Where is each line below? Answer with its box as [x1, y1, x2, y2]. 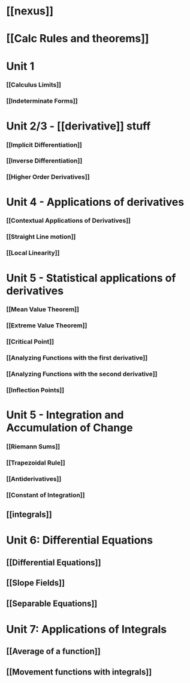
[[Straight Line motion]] [6, 233, 76, 241]
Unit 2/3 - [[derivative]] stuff [6, 119, 151, 133]
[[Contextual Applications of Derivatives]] [6, 217, 131, 225]
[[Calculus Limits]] [6, 81, 62, 89]
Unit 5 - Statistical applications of [6, 271, 176, 285]
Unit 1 [6, 59, 35, 73]
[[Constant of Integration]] [6, 490, 85, 499]
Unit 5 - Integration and [6, 408, 124, 422]
